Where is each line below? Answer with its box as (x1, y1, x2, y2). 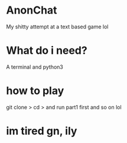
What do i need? (6, 44, 87, 57)
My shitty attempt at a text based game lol (6, 23, 109, 30)
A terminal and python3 (6, 63, 63, 70)
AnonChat (6, 4, 57, 17)
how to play (6, 84, 64, 97)
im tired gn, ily (6, 125, 77, 138)
